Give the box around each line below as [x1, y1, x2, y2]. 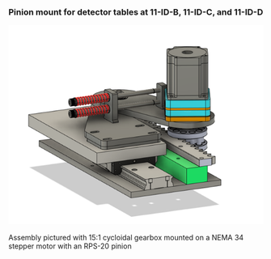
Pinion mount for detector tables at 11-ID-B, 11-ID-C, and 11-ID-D [8, 6, 264, 18]
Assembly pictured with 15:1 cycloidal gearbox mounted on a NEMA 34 [8, 232, 244, 242]
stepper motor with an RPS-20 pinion [8, 241, 132, 251]
